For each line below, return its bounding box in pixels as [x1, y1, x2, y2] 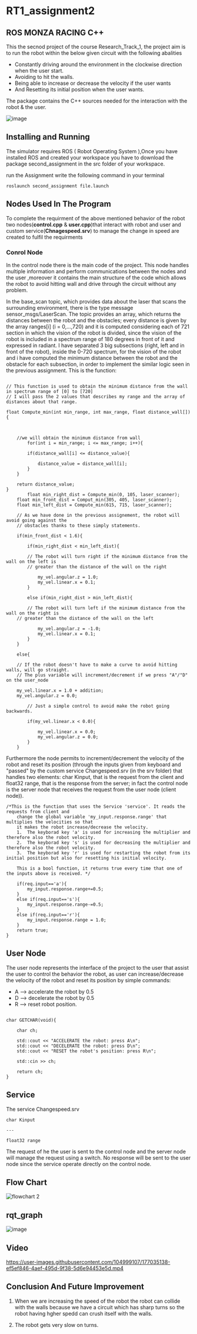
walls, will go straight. [6, 667, 69, 673]
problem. [6, 286, 28, 293]
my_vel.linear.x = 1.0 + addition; [16, 688, 104, 694]
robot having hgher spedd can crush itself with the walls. [14, 1310, 153, 1317]
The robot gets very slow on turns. [14, 1321, 99, 1328]
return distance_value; [16, 481, 75, 487]
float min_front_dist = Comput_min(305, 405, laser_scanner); [16, 497, 172, 503]
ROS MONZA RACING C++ [6, 28, 104, 38]
